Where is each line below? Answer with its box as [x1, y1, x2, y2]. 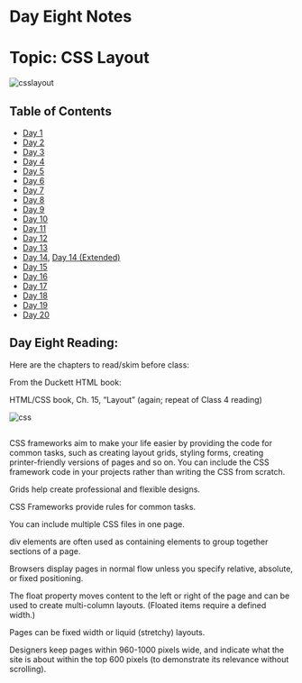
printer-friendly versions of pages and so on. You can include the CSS [9, 457, 270, 468]
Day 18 [22, 290, 48, 301]
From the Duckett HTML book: [9, 377, 122, 387]
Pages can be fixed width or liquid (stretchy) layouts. [9, 627, 206, 638]
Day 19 [22, 299, 48, 310]
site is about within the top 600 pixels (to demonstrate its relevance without [9, 654, 289, 665]
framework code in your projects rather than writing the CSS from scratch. [9, 467, 286, 478]
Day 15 [22, 261, 48, 272]
